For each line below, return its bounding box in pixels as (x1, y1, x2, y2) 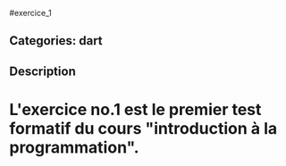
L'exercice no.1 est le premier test (9, 99, 262, 120)
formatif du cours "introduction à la (9, 118, 278, 138)
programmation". (9, 137, 140, 157)
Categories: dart (9, 33, 103, 48)
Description (9, 63, 76, 79)
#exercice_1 (9, 8, 52, 18)
